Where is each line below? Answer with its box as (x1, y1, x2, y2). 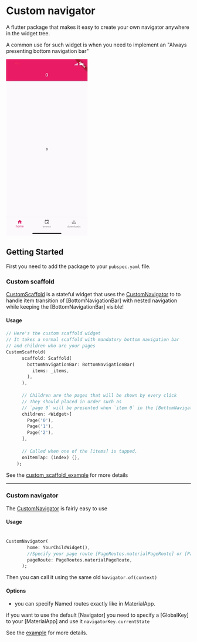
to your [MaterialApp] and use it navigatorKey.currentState (6, 618, 150, 625)
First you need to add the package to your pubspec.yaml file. (6, 263, 151, 270)
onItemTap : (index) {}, (21, 454, 80, 460)
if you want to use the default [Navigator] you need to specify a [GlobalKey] (6, 611, 189, 618)
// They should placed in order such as (21, 399, 122, 404)
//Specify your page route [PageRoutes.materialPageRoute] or (27, 551, 182, 557)
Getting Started (6, 247, 64, 257)
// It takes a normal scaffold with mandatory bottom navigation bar (6, 337, 180, 343)
